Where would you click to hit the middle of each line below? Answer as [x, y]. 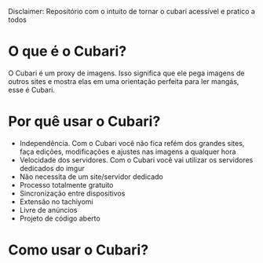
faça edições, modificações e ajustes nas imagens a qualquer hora [128, 152]
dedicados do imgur [52, 168]
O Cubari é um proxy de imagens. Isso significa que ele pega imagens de [126, 73]
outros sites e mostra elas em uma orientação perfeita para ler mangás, [124, 81]
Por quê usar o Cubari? [84, 122]
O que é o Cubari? [68, 51]
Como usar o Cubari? [79, 250]
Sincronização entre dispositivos [72, 193]
